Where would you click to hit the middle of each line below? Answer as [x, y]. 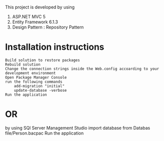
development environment [30, 73]
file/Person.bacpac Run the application [44, 133]
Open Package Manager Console [36, 77]
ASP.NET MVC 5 [29, 17]
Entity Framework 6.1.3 [35, 22]
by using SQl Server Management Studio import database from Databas [78, 128]
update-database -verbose [41, 90]
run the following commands [34, 82]
